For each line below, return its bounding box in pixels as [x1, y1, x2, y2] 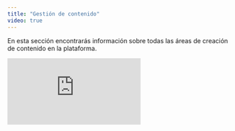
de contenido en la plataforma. [7, 44, 97, 52]
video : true [7, 17, 43, 24]
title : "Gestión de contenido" [7, 10, 100, 18]
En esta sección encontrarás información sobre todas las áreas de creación [7, 36, 229, 45]
